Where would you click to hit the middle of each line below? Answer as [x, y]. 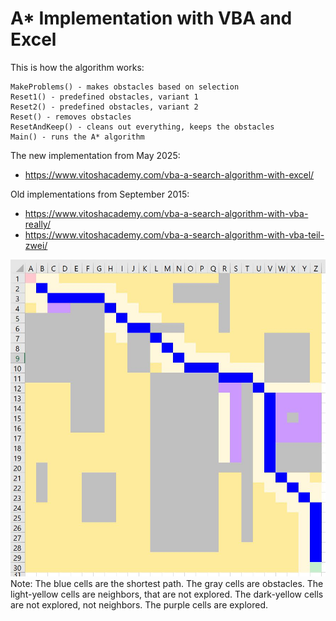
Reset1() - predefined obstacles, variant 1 [104, 97]
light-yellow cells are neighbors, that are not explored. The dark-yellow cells [167, 594]
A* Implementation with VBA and [151, 18]
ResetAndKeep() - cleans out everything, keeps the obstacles [142, 127]
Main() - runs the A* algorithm [77, 137]
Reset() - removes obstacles [71, 117]
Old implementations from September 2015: [100, 194]
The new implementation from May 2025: [95, 155]
